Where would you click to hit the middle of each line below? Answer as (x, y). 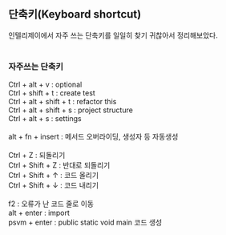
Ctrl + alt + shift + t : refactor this (63, 102)
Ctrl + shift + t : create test (52, 93)
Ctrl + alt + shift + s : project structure (71, 110)
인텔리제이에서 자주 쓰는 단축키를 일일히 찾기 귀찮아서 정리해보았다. (113, 35)
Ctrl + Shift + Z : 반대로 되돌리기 (59, 165)
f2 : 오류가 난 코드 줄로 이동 (51, 204)
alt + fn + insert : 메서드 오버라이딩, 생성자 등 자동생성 (93, 137)
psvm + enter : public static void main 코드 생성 (85, 222)
